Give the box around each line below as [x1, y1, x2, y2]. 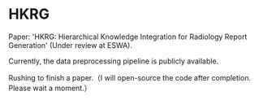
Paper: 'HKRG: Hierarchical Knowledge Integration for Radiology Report [8, 32, 248, 41]
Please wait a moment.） [8, 83, 92, 93]
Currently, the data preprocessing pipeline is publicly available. [8, 56, 219, 66]
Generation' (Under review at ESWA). [8, 40, 132, 50]
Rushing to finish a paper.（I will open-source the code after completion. [8, 72, 252, 82]
